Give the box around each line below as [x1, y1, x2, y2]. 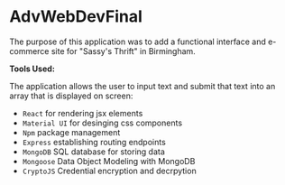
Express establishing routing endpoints [22, 136, 167, 147]
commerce [9, 45, 50, 56]
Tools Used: [9, 63, 56, 74]
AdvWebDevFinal [9, 6, 142, 27]
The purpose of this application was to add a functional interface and [9, 36, 266, 47]
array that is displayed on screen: [9, 90, 133, 101]
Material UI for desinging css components [22, 117, 183, 128]
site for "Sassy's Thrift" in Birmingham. [51, 45, 196, 56]
